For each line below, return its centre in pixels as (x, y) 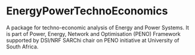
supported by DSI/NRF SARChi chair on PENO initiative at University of (93, 40)
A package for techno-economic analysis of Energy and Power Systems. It (98, 27)
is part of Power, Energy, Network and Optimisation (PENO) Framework (93, 33)
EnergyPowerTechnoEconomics (87, 11)
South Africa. (22, 47)
